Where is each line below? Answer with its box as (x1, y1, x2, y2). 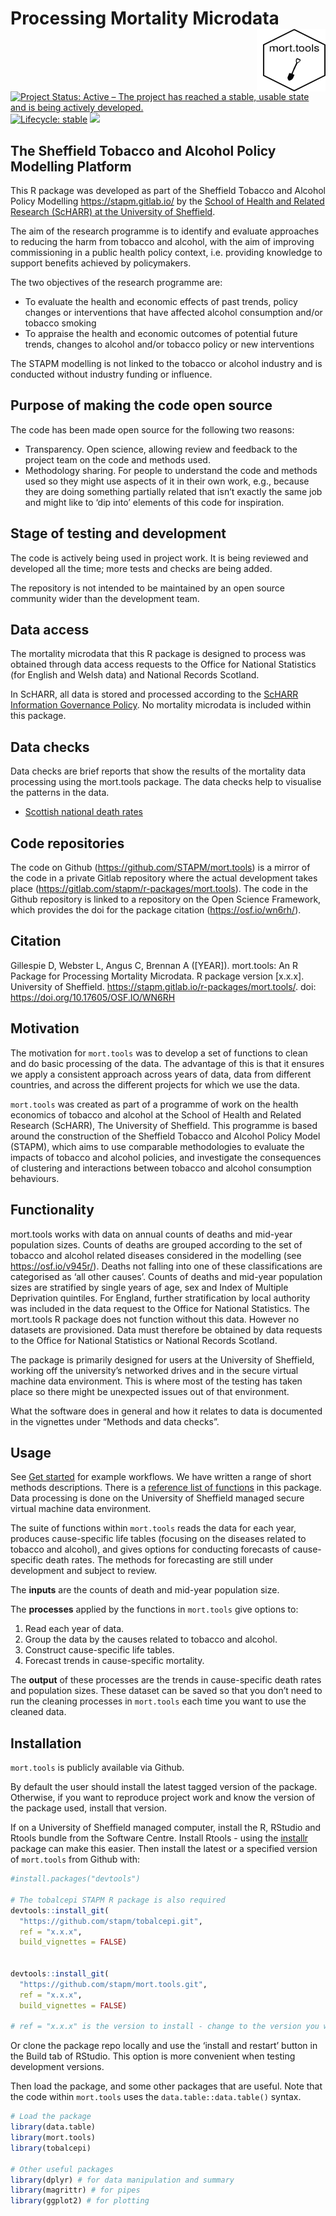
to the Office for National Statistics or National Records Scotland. (10, 1334, 278, 1346)
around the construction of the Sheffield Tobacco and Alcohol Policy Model (10, 1130, 321, 1142)
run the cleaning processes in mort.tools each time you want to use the (10, 1695, 307, 1707)
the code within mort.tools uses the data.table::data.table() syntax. (10, 2091, 302, 2103)
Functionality (10, 1202, 95, 1219)
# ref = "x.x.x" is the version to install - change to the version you (10, 2022, 320, 2032)
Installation (10, 1735, 82, 1752)
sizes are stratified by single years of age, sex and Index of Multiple (10, 1281, 289, 1293)
